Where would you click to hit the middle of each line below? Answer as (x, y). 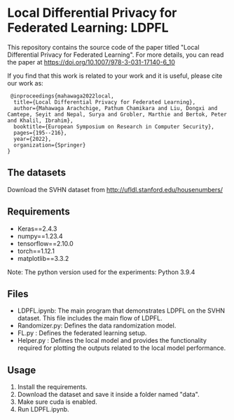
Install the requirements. (52, 387)
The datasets (37, 173)
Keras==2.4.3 (37, 229)
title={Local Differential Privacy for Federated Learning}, (105, 102)
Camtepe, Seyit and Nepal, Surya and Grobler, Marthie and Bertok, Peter (117, 114)
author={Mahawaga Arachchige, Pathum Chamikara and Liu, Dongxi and (116, 108)
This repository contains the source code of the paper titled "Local (103, 47)
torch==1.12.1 (36, 251)
